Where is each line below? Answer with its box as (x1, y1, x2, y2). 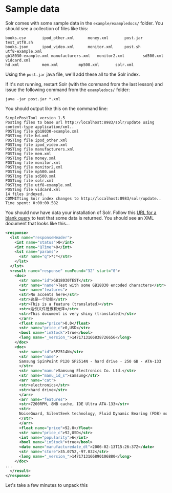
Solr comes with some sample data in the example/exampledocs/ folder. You (5, 20, 163, 26)
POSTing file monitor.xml (5, 160, 60, 165)
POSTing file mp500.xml (5, 169, 56, 174)
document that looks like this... (5, 220, 70, 226)
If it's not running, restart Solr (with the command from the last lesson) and (5, 81, 163, 87)
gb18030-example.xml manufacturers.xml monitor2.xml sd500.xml (5, 53, 164, 58)
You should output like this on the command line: (5, 105, 109, 112)
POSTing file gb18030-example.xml (5, 128, 79, 134)
